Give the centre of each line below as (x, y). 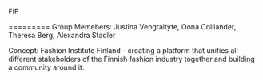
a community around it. (46, 67)
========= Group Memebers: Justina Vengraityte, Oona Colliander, (122, 27)
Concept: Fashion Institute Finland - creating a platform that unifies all (123, 50)
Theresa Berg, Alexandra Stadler (62, 35)
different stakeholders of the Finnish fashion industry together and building (132, 59)
